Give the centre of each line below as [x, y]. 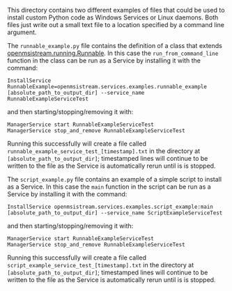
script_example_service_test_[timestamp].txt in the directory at [101, 265]
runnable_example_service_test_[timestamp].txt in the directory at [104, 151]
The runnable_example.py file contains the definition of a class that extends [115, 46]
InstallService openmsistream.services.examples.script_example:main [110, 207]
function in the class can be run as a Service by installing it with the [104, 61]
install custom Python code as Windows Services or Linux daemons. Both [113, 17]
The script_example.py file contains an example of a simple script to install [114, 179]
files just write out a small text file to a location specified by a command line [116, 25]
